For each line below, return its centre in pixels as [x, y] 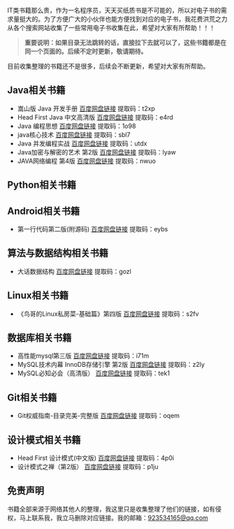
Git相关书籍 [32, 397]
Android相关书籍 [44, 211]
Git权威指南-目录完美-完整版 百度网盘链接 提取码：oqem [98, 416]
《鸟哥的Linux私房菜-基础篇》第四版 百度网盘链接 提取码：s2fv [108, 314]
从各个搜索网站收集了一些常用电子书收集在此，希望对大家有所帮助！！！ [111, 28]
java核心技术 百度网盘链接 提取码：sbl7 [74, 134]
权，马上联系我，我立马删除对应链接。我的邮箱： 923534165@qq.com [108, 517]
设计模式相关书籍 [44, 440]
